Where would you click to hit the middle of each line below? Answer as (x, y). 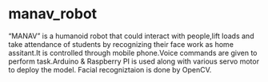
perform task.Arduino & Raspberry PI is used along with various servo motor (134, 61)
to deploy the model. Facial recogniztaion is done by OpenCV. (110, 69)
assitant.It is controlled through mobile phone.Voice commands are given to (133, 53)
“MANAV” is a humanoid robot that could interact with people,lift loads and (131, 36)
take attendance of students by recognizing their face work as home (121, 44)
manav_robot (53, 14)
